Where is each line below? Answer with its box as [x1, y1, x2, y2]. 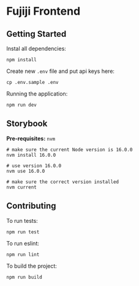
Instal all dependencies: [6, 45, 66, 52]
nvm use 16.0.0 [6, 168, 45, 174]
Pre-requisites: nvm [6, 135, 56, 142]
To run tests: [6, 217, 38, 224]
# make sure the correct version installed [6, 179, 119, 185]
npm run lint [6, 251, 40, 258]
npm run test [6, 228, 40, 235]
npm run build [6, 274, 43, 280]
